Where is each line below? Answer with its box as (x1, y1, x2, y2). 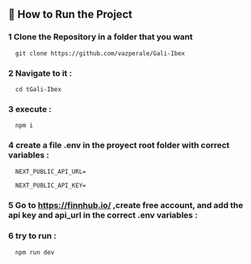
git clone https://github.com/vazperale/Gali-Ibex (15, 49, 185, 58)
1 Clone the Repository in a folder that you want (8, 32, 193, 43)
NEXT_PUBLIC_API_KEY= (15, 181, 87, 189)
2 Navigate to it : (8, 68, 73, 79)
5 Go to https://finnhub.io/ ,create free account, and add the (8, 199, 244, 210)
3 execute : (8, 103, 52, 114)
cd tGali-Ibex (15, 85, 62, 93)
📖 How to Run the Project (8, 8, 133, 21)
